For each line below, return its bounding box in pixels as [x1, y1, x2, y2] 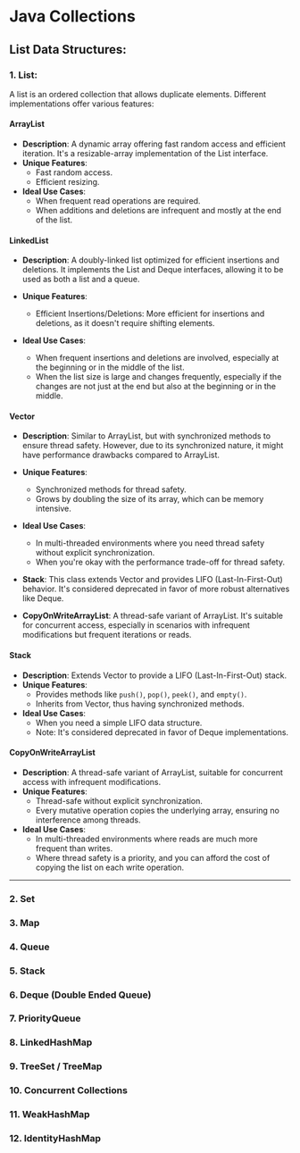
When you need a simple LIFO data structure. [35, 717, 203, 728]
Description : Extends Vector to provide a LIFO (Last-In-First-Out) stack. [21, 670, 287, 681]
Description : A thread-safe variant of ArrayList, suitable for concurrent [21, 766, 284, 778]
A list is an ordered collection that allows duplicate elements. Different [9, 88, 266, 99]
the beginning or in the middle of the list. [35, 362, 185, 372]
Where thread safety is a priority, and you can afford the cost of [35, 852, 271, 863]
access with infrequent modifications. [21, 776, 162, 787]
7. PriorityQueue [9, 1012, 82, 1024]
